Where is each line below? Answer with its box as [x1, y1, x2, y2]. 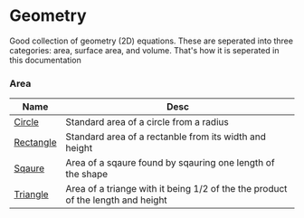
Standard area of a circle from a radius [65, 116, 229, 128]
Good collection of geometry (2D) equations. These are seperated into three [9, 35, 294, 46]
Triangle [14, 188, 49, 201]
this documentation [9, 54, 81, 65]
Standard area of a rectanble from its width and [65, 130, 267, 143]
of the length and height [65, 194, 167, 206]
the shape [65, 168, 109, 181]
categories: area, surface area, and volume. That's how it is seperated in [9, 44, 280, 55]
